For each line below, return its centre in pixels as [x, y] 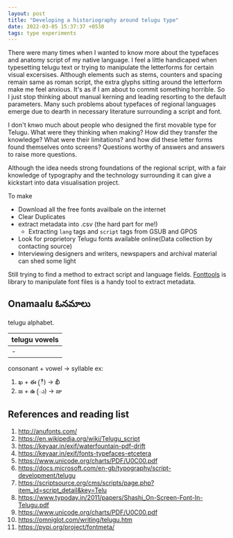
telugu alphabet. [31, 322]
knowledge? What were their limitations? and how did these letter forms [110, 140]
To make [20, 196]
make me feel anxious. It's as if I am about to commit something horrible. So [116, 89]
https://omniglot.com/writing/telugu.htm [75, 519]
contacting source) [45, 246]
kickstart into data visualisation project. [64, 183]
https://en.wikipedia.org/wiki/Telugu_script [79, 438]
